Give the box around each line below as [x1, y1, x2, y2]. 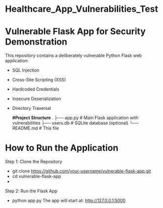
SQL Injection [12, 67, 40, 73]
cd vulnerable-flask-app [12, 173, 61, 180]
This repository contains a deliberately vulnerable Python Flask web [5, 52, 142, 58]
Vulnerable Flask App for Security [5, 26, 146, 37]
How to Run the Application [5, 142, 118, 154]
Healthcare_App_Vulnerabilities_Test [5, 3, 158, 15]
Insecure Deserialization [12, 96, 61, 102]
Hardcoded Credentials [12, 86, 60, 92]
